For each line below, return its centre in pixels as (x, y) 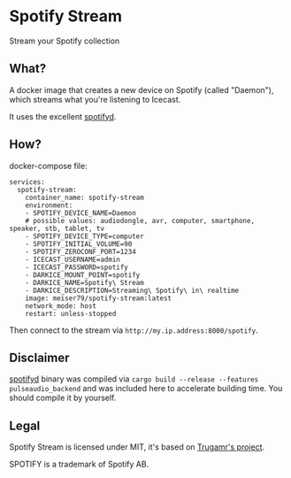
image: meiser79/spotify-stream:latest (99, 298)
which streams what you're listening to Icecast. (95, 99)
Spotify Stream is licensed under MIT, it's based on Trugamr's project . (137, 447)
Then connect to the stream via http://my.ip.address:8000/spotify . (134, 330)
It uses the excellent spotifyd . (63, 116)
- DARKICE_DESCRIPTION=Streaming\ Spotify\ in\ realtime (132, 290)
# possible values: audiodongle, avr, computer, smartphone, (140, 220)
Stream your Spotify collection (65, 41)
